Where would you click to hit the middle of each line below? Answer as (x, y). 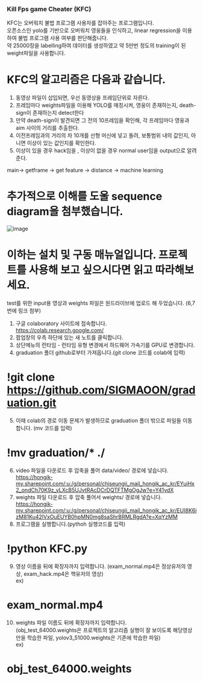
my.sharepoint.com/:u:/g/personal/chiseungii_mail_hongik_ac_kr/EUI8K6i (106, 510)
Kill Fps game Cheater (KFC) (49, 9)
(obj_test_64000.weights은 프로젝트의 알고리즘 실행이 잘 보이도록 (93, 630)
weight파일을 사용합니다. (36, 53)
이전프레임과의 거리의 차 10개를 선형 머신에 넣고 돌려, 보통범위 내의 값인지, (103, 135)
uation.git (32, 403)
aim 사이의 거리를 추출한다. (47, 128)
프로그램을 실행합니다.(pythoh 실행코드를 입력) (70, 524)
